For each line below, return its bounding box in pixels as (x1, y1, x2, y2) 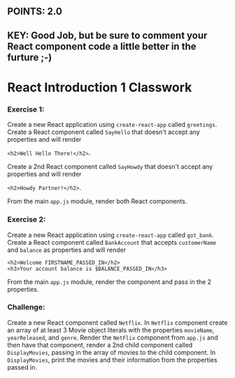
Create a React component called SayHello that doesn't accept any (7, 128, 201, 136)
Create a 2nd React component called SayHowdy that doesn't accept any (7, 163, 213, 171)
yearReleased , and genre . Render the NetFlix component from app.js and (7, 333, 218, 342)
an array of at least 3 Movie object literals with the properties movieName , (7, 325, 215, 334)
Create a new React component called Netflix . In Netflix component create (7, 318, 228, 327)
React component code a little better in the (7, 40, 197, 52)
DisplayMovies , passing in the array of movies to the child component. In (7, 348, 216, 356)
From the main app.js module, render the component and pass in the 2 (7, 277, 212, 286)
